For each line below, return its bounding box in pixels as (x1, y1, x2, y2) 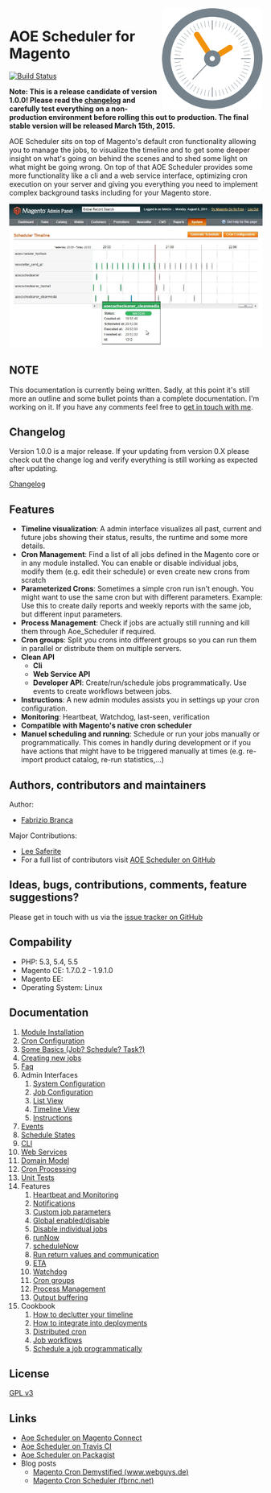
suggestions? (9, 891, 80, 905)
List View (32, 1095, 64, 1105)
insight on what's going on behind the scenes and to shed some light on (9, 153, 248, 163)
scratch (20, 575, 47, 585)
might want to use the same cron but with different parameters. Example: (20, 592, 263, 602)
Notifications (32, 1198, 76, 1208)
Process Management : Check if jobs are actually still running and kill (20, 618, 250, 628)
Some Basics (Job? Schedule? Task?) (20, 1044, 146, 1054)
